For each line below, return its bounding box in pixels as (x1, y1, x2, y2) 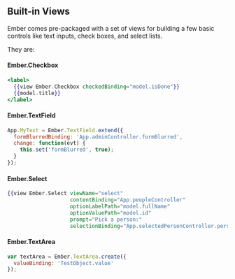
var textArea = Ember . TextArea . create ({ (7, 253, 127, 260)
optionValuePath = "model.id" (69, 209, 152, 216)
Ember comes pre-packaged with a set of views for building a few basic (7, 24, 215, 32)
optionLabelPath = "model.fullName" (69, 203, 171, 210)
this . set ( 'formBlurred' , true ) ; (20, 146, 114, 153)
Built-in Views (7, 6, 70, 17)
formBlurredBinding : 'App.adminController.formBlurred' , (13, 133, 183, 141)
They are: (7, 45, 35, 53)
